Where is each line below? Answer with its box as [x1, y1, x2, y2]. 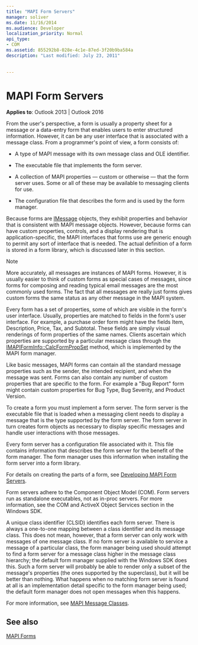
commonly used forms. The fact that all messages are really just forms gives [6, 288, 192, 296]
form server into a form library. [6, 459, 81, 467]
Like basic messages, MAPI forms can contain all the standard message [6, 361, 181, 368]
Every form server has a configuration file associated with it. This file [6, 441, 174, 448]
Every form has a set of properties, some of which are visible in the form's [6, 306, 187, 313]
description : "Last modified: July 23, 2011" [6, 53, 120, 59]
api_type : [6, 36, 31, 42]
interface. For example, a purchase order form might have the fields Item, [6, 319, 184, 326]
